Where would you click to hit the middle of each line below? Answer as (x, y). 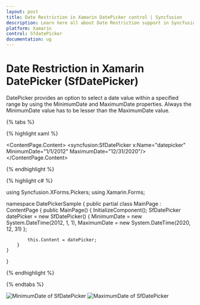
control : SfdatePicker (34, 34)
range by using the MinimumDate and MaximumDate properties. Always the (99, 104)
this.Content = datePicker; (62, 240)
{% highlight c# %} (29, 180)
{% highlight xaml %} (32, 133)
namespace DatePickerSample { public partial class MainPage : (84, 203)
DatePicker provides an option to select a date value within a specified (92, 98)
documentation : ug (29, 39)
